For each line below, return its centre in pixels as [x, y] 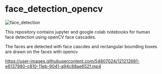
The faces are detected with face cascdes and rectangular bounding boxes [81, 46]
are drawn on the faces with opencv [41, 52]
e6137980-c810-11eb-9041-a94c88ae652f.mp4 [53, 66]
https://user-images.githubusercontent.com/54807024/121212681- [72, 61]
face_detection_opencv [54, 9]
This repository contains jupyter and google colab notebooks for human [78, 32]
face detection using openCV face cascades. [51, 37]
